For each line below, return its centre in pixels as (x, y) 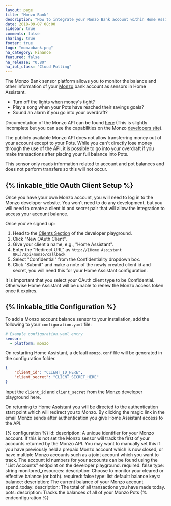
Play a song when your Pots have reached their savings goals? (78, 107)
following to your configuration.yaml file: (48, 324)
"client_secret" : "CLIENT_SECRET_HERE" (57, 377)
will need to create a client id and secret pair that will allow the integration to (85, 208)
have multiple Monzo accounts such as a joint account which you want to (82, 454)
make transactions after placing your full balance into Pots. (67, 154)
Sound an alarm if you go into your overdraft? (60, 113)
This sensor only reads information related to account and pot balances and (85, 164)
